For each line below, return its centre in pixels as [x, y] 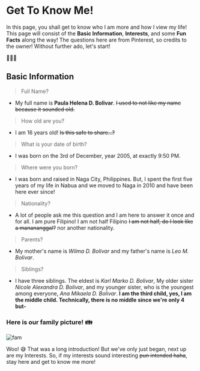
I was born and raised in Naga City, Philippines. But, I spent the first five [104, 179]
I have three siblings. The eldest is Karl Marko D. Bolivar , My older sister [104, 280]
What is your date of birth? [54, 144]
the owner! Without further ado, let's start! [59, 46]
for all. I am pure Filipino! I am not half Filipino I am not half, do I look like [104, 221]
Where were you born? [49, 167]
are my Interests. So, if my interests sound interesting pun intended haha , [97, 355]
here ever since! [35, 192]
